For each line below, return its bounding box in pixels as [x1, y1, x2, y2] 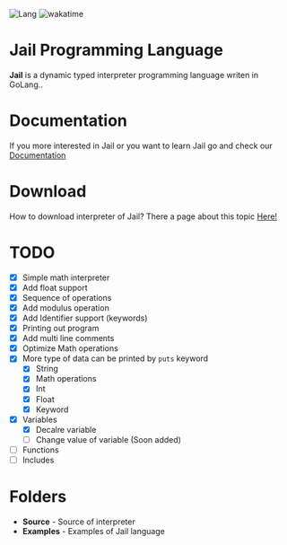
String [35, 364, 58, 374]
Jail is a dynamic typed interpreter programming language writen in [9, 69, 259, 80]
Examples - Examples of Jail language [22, 525, 166, 536]
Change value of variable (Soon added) [35, 434, 182, 444]
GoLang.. [9, 79, 43, 90]
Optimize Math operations [22, 343, 118, 354]
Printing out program [22, 323, 100, 334]
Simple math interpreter [22, 272, 110, 283]
